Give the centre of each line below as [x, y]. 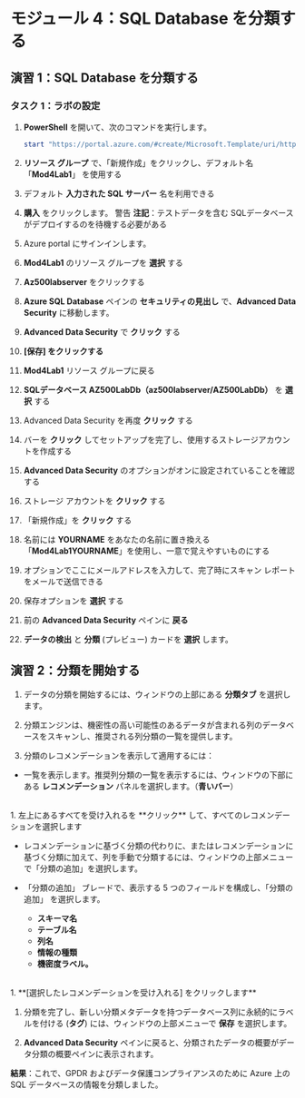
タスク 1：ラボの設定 [55, 105]
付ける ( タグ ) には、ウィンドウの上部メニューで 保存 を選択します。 [166, 1023]
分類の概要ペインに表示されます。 [95, 1054]
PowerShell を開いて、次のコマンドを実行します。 [118, 127]
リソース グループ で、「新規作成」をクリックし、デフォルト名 [138, 162]
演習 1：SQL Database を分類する [104, 78]
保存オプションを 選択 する [74, 601]
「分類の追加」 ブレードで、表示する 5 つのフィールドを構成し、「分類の [158, 887]
